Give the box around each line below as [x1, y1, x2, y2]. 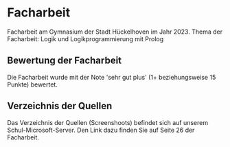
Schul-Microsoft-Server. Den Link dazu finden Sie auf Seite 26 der [7, 126, 195, 134]
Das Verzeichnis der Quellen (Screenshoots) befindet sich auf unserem [7, 118, 208, 126]
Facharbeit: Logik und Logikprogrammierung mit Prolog [7, 34, 164, 43]
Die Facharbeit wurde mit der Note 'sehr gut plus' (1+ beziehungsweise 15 [7, 73, 216, 81]
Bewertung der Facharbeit [7, 55, 122, 67]
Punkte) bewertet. [7, 80, 58, 89]
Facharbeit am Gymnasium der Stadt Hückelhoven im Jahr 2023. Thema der [7, 27, 223, 36]
